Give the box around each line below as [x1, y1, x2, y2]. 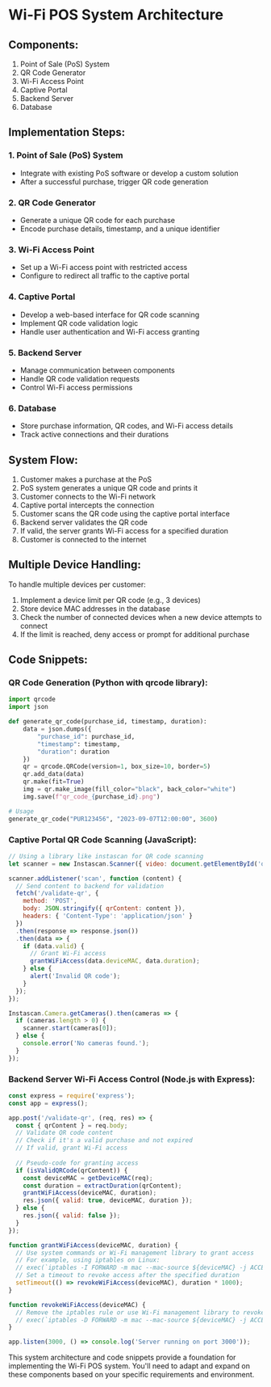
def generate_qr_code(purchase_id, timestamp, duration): [8, 718, 207, 726]
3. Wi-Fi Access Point [8, 244, 95, 255]
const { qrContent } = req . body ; [15, 1121, 128, 1129]
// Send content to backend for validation [15, 882, 164, 890]
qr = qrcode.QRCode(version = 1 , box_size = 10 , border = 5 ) [23, 762, 211, 771]
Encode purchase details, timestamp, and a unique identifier [19, 224, 220, 234]
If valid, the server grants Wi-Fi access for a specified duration [19, 525, 228, 535]
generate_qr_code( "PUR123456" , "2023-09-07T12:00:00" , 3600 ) [8, 815, 219, 823]
